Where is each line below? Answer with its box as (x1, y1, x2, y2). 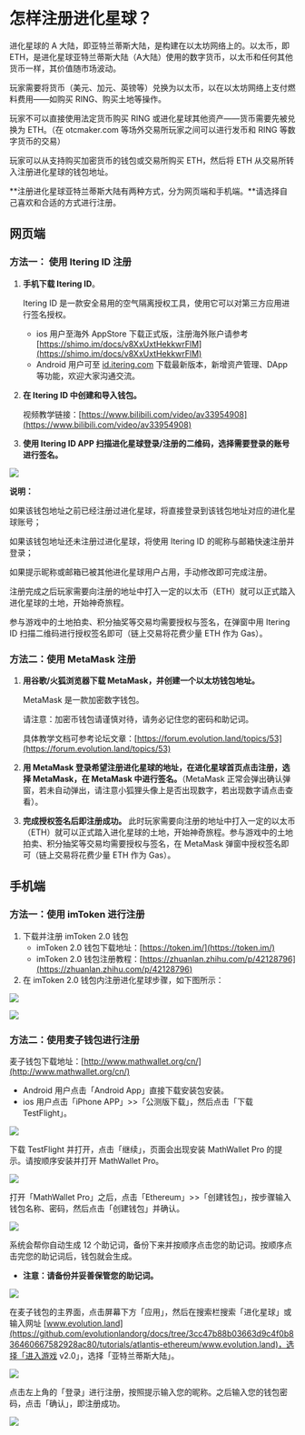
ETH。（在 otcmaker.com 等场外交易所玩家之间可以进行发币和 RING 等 (26, 124, 288, 135)
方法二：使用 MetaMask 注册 (9, 652, 136, 665)
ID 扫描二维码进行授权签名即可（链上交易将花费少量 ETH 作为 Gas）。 (9, 627, 268, 638)
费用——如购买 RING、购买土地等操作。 (16, 93, 166, 105)
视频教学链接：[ (22, 408, 82, 419)
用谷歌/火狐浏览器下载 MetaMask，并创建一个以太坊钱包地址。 (22, 675, 261, 686)
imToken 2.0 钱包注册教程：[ (35, 953, 143, 964)
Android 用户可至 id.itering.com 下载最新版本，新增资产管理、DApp (35, 358, 289, 369)
